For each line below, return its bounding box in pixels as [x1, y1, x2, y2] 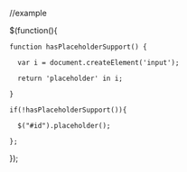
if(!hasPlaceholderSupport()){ [9, 105, 127, 114]
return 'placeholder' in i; [17, 74, 124, 83]
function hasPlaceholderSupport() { [9, 42, 147, 51]
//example [9, 8, 47, 18]
